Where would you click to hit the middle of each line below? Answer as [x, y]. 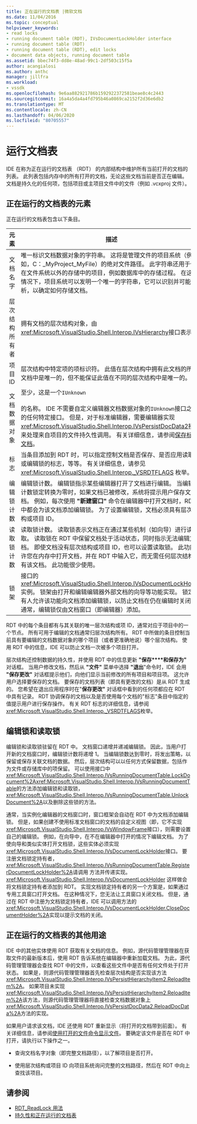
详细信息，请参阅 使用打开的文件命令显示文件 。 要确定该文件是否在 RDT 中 [101, 1033]
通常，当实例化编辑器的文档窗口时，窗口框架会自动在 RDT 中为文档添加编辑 [97, 814]
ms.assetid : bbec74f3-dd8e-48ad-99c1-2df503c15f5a [69, 60]
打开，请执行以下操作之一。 [40, 1040]
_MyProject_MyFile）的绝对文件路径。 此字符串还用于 [116, 264]
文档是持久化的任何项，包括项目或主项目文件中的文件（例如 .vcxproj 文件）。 [98, 184]
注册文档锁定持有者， [32, 858]
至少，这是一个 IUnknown [53, 392]
